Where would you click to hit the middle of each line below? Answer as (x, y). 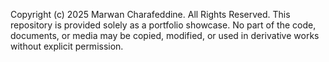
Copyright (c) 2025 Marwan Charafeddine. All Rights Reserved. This (150, 14)
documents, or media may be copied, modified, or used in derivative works (165, 35)
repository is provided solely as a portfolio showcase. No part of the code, (163, 25)
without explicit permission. (67, 46)
